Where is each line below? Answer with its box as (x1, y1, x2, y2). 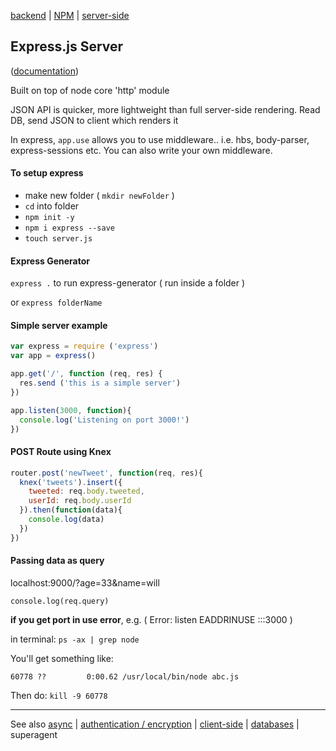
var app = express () (10, 351, 97, 361)
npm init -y (24, 213, 75, 223)
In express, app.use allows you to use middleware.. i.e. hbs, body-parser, (10, 133, 310, 145)
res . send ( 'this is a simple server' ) (19, 378, 182, 389)
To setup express (10, 167, 84, 179)
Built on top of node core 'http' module (10, 84, 170, 96)
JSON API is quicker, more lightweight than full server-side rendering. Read (10, 103, 321, 115)
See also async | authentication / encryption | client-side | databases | (10, 718, 300, 730)
